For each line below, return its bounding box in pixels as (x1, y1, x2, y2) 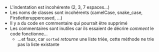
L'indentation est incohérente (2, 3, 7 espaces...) (9, 4, 110, 10)
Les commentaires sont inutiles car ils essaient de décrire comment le (9, 25, 154, 31)
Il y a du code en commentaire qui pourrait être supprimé (9, 20, 127, 26)
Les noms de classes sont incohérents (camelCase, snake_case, (9, 9, 143, 15)
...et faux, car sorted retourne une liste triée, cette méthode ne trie (17, 36, 154, 42)
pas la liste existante (17, 41, 60, 47)
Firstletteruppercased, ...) (9, 15, 62, 20)
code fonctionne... (9, 31, 48, 36)
